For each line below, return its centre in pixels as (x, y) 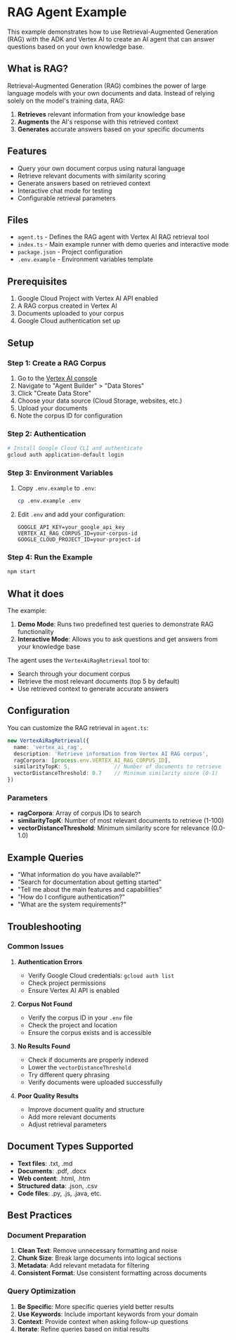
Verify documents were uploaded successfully (95, 1082)
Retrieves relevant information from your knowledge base (101, 114)
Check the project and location (72, 1025)
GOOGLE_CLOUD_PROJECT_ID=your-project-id (79, 540)
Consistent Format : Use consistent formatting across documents (112, 1273)
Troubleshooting (45, 926)
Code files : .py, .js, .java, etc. (59, 1193)
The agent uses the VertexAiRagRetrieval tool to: (78, 661)
